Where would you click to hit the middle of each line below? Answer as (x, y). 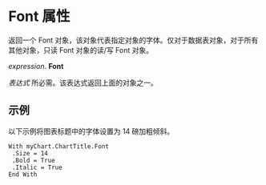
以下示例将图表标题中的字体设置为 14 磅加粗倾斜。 (91, 131)
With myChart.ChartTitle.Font (59, 146)
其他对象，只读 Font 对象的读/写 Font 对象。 (81, 50)
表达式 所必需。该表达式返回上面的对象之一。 (83, 82)
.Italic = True (37, 167)
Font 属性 (39, 16)
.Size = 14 (30, 153)
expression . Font (36, 66)
